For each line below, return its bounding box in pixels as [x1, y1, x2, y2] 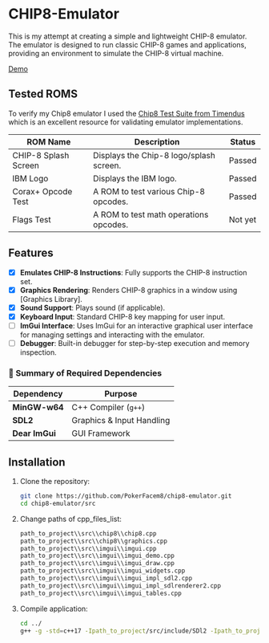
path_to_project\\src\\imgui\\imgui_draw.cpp [19, 560, 175, 568]
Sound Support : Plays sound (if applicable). [19, 303, 166, 312]
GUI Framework [71, 428, 130, 439]
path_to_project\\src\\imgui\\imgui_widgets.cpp [19, 567, 186, 575]
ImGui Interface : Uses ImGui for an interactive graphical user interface [19, 320, 254, 330]
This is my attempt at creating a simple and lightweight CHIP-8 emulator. [8, 31, 247, 41]
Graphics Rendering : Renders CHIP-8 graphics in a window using [19, 285, 238, 295]
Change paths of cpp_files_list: [19, 514, 122, 523]
